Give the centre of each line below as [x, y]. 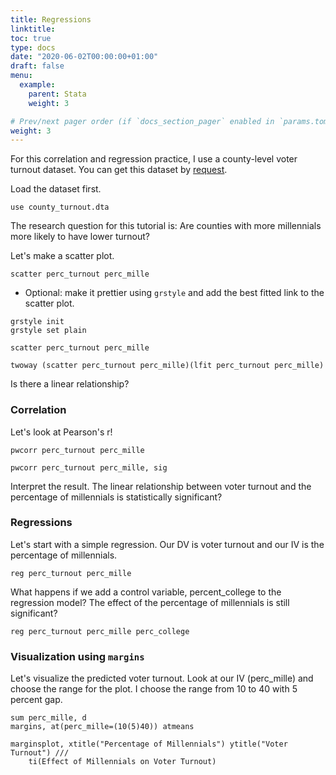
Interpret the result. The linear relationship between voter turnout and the [161, 486]
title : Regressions [51, 19]
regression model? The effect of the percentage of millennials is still [150, 602]
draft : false [37, 66]
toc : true [31, 38]
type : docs [33, 47]
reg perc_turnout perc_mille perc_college [100, 631]
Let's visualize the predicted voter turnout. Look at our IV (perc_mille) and [162, 678]
